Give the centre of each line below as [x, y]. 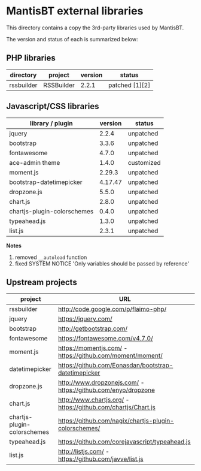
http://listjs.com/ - [83, 452]
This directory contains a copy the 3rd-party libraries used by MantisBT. [95, 28]
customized [144, 162]
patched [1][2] [130, 85]
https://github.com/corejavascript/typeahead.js [124, 442]
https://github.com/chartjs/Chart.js [106, 407]
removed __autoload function [51, 257]
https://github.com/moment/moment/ [110, 356]
